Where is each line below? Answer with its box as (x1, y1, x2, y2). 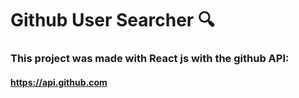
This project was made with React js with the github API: (10, 52, 290, 66)
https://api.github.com (10, 76, 108, 88)
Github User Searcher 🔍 (10, 9, 215, 32)
